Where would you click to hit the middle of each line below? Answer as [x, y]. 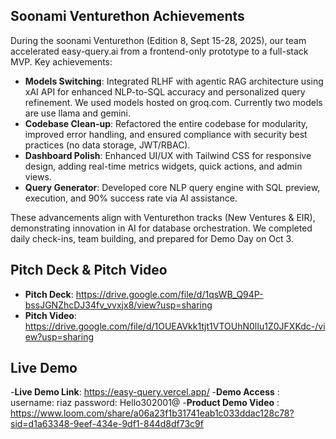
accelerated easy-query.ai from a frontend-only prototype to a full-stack [159, 51]
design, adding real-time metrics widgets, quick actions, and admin [163, 166]
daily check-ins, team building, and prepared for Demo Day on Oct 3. [152, 238]
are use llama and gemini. [78, 113]
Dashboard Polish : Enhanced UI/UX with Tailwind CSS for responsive [168, 155]
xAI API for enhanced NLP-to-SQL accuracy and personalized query [165, 91]
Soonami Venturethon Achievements [127, 16]
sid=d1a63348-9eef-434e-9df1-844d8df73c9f [107, 424]
